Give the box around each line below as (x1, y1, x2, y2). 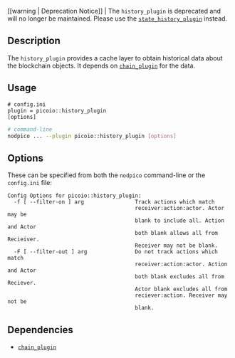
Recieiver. (7, 236, 40, 243)
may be (7, 211, 27, 219)
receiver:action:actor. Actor (135, 205, 224, 212)
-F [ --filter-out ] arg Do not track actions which (14, 248, 219, 256)
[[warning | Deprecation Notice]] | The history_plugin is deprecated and (7, 7, 221, 15)
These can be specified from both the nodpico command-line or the (7, 171, 206, 179)
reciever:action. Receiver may (135, 292, 228, 299)
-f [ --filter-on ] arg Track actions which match (14, 199, 215, 206)
